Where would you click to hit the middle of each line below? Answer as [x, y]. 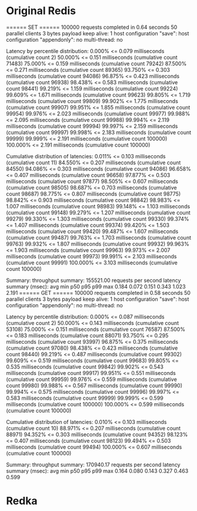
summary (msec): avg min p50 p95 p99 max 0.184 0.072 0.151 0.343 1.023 [96, 286]
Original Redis [41, 11]
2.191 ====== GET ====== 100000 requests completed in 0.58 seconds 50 [98, 293]
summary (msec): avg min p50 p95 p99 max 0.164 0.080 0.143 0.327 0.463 [97, 471]
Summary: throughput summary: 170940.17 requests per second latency [93, 464]
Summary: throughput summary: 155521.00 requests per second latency [94, 280]
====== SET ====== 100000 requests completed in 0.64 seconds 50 [92, 27]
